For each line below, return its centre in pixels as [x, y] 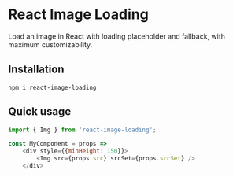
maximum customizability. [50, 44]
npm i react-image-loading [52, 87]
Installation [36, 70]
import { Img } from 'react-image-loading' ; [82, 130]
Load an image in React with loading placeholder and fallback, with [117, 36]
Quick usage [40, 112]
